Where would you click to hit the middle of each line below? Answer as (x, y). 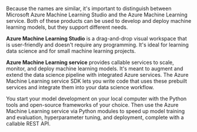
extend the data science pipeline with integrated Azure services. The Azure (97, 75)
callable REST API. (29, 123)
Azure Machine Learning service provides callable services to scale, (90, 62)
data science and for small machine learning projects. (71, 51)
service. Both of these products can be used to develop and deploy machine (99, 21)
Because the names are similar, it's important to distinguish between (89, 9)
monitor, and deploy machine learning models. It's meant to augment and (95, 69)
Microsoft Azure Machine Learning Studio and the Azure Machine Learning (97, 15)
